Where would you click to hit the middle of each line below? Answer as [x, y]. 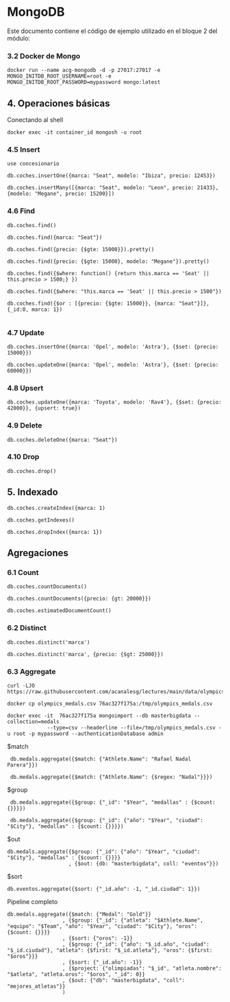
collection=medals [33, 721]
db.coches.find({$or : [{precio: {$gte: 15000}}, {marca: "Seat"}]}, [108, 303]
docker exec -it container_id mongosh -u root [75, 132]
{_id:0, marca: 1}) [35, 310]
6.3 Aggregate [31, 671]
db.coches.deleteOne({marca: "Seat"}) [62, 440]
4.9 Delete [25, 426]
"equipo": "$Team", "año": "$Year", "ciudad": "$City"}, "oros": [102, 926]
